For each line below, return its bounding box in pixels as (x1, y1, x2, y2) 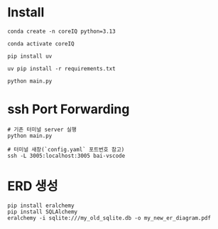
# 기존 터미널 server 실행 (7, 126, 77, 133)
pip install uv (7, 53, 53, 60)
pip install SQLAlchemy (7, 208, 78, 215)
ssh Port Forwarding (7, 101, 130, 117)
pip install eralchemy (7, 202, 75, 209)
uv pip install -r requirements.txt (7, 65, 116, 72)
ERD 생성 (7, 179, 58, 194)
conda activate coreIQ (7, 40, 75, 47)
